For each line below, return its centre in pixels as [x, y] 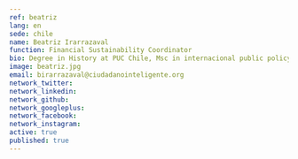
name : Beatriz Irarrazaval [59, 42]
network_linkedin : [43, 91]
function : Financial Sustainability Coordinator [101, 50]
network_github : [39, 99]
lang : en [25, 26]
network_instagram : [45, 125]
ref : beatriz [33, 17]
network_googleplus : [47, 108]
